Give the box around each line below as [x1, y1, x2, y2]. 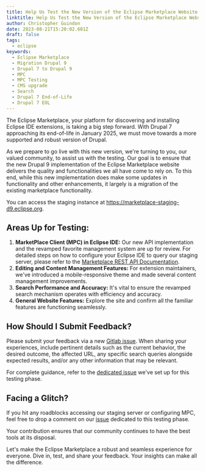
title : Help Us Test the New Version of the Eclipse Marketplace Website [6, 9, 198, 15]
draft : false [6, 32, 40, 38]
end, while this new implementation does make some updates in [6, 173, 168, 181]
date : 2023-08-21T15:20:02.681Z [6, 26, 88, 32]
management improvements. [15, 278, 87, 285]
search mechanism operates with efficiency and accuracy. [15, 290, 162, 298]
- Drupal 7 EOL [12, 99, 51, 106]
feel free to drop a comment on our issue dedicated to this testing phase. [6, 415, 190, 423]
